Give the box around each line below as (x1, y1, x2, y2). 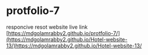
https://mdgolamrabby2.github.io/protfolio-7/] (8, 29, 120, 36)
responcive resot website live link (6, 23, 88, 30)
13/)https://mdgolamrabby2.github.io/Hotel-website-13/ (6, 42, 142, 49)
